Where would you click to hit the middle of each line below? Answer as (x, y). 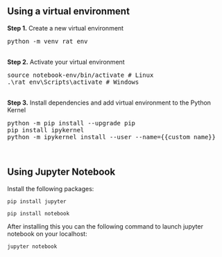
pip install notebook (39, 213)
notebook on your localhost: (48, 233)
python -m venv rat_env (48, 41)
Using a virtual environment (69, 11)
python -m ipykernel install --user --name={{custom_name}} (112, 137)
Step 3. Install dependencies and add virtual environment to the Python (109, 103)
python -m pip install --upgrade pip (71, 123)
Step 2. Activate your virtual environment (66, 62)
